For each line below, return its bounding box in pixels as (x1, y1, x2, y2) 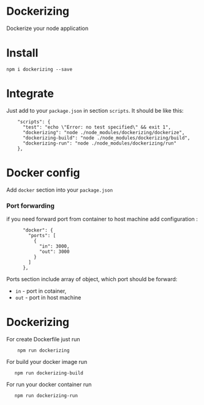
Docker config (6, 166, 80, 180)
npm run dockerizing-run (14, 392, 78, 399)
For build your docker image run (6, 358, 88, 365)
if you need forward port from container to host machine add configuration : (6, 216, 198, 223)
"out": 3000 (39, 249, 70, 255)
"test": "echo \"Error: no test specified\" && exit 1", (22, 124, 172, 130)
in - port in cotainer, (15, 287, 67, 295)
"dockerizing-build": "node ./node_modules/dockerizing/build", (22, 135, 191, 141)
